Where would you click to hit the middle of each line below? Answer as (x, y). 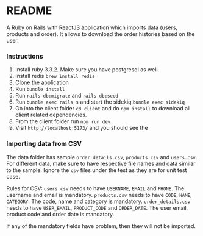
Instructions (25, 56)
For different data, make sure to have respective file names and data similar (101, 163)
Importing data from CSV (44, 144)
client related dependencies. (51, 115)
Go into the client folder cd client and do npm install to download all (103, 109)
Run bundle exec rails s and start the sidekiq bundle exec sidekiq (100, 102)
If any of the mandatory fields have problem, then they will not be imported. (101, 226)
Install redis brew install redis (55, 76)
